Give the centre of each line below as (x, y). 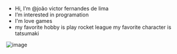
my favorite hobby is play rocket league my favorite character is (93, 27)
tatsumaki (27, 33)
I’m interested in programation (52, 15)
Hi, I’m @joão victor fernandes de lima (62, 9)
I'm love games (33, 21)
